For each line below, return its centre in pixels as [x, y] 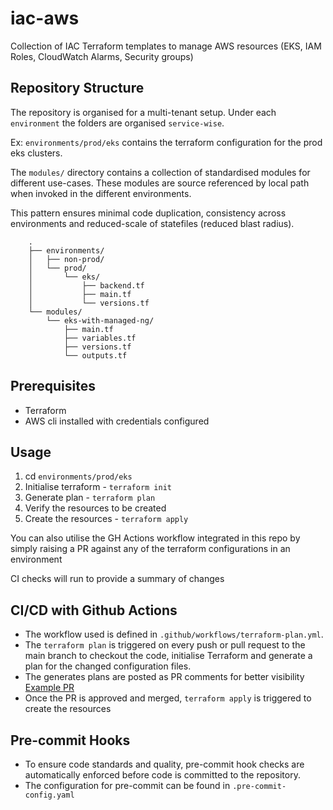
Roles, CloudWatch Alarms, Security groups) [102, 56]
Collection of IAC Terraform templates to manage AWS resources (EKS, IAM [166, 46]
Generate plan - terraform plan [90, 498]
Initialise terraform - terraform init [98, 487]
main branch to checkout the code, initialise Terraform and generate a [168, 656]
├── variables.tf [100, 338]
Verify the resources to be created [95, 508]
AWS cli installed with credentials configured [117, 421]
